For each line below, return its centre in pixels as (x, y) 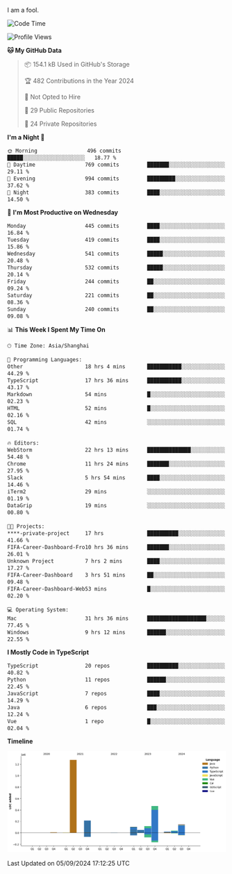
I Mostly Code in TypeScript (48, 652)
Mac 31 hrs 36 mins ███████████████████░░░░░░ (116, 618)
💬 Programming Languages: (44, 360)
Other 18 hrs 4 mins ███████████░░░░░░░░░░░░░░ (116, 367)
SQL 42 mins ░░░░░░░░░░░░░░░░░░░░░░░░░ (116, 422)
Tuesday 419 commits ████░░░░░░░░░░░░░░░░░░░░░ (116, 240)
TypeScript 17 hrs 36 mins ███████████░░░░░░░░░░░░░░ (116, 381)
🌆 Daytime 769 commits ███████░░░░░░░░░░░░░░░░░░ (116, 165)
